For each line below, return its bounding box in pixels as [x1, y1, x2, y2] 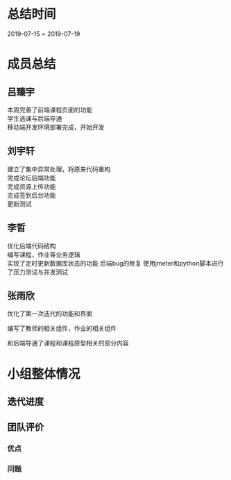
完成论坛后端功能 [7, 173, 56, 182]
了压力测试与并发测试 [7, 268, 68, 276]
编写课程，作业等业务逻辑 [7, 250, 80, 259]
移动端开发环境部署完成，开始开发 [7, 123, 105, 131]
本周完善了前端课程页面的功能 [7, 105, 92, 114]
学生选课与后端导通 [7, 114, 62, 122]
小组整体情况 [7, 366, 81, 382]
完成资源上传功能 [7, 182, 56, 191]
